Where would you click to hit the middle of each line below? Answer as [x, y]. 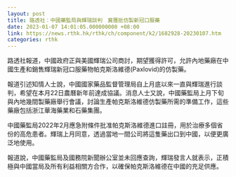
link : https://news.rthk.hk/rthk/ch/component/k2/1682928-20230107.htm [114, 33]
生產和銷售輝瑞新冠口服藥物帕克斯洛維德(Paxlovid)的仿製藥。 [101, 69]
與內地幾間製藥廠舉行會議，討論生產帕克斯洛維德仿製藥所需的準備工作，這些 [118, 101]
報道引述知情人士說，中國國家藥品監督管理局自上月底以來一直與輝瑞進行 [112, 84]
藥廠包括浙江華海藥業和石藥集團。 [57, 111]
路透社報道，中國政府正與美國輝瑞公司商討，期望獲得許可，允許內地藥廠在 [115, 61]
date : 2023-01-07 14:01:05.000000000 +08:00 [73, 27]
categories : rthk [33, 40]
